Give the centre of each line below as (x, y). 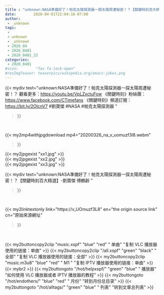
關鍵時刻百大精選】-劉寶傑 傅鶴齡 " (57, 180)
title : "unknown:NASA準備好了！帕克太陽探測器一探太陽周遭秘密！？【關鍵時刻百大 (81, 10)
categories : (17, 60)
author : (13, 19)
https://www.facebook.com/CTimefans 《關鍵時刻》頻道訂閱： (68, 100)
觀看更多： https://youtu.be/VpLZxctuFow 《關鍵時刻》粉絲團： (82, 94)
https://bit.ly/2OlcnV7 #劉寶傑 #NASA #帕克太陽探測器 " (61, 106)
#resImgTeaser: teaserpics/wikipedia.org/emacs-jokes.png (65, 73)
